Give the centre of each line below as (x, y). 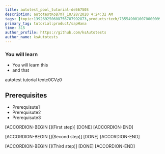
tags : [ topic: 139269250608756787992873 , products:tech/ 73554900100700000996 (84, 19)
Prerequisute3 (27, 117)
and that (21, 70)
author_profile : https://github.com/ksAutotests (56, 32)
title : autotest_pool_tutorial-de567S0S (47, 10)
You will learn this (30, 65)
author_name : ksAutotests (31, 37)
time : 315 (15, 28)
